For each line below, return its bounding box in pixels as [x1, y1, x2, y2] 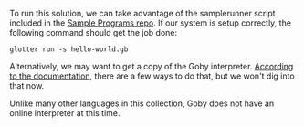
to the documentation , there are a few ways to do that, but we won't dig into [9, 70, 295, 81]
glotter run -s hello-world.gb [9, 45, 129, 54]
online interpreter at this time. [9, 108, 121, 118]
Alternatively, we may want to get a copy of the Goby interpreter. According [9, 61, 294, 71]
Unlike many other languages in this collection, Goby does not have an [9, 98, 275, 109]
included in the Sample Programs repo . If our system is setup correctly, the [9, 17, 292, 28]
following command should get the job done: [9, 27, 178, 37]
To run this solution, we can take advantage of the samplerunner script [9, 8, 276, 18]
